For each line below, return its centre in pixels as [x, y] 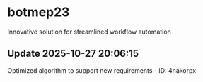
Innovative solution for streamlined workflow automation [89, 32]
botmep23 [39, 12]
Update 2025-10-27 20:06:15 [73, 54]
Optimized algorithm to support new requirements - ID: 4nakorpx [102, 70]
